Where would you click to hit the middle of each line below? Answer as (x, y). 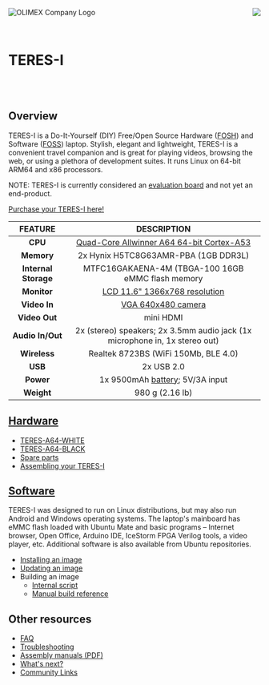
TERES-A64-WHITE (52, 440)
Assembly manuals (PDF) (62, 655)
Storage (38, 278)
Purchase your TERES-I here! (56, 209)
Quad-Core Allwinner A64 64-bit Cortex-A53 (163, 242)
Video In (38, 304)
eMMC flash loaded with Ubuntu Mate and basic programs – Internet (121, 527)
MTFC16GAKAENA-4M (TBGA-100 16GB (163, 268)
